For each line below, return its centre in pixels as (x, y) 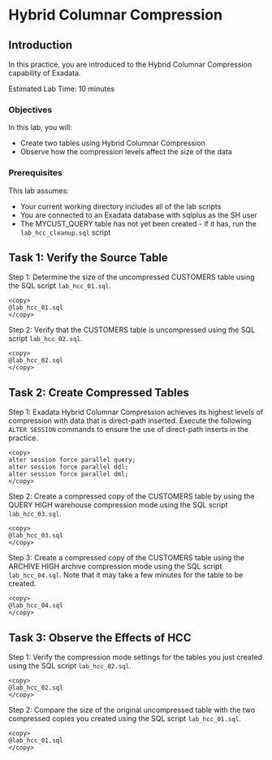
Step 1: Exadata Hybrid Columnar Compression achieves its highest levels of (136, 412)
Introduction (41, 45)
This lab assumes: (39, 190)
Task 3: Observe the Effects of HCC (100, 638)
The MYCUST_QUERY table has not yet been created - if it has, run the (138, 223)
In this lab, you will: (41, 127)
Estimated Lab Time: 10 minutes (62, 89)
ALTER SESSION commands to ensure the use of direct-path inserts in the (129, 430)
